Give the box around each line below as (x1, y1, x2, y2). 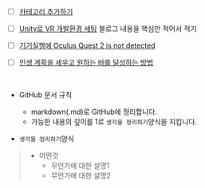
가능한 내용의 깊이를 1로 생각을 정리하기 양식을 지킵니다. (30, 117, 197, 127)
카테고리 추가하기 (18, 7, 73, 16)
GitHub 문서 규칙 (18, 90, 73, 100)
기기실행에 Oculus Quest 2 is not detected (18, 41, 156, 50)
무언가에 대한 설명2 (50, 170, 111, 181)
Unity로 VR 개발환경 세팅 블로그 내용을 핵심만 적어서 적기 (18, 24, 197, 33)
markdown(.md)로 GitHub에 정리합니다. (30, 107, 157, 117)
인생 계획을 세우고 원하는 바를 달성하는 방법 (18, 58, 154, 68)
